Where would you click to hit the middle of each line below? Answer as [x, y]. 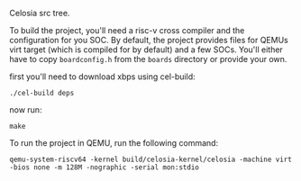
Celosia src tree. [40, 13]
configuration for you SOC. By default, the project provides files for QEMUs [149, 40]
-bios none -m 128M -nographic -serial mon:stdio [105, 167]
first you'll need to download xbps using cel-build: [102, 77]
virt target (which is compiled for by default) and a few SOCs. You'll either [146, 50]
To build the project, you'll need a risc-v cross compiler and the [127, 30]
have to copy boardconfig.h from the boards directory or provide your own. [148, 59]
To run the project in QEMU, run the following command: [114, 143]
